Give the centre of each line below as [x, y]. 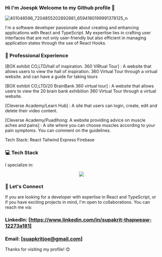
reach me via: [19, 207]
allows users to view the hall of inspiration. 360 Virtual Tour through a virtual [81, 71]
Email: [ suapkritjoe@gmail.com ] [44, 239]
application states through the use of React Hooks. [56, 43]
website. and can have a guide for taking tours [51, 76]
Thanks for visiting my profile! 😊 [38, 249]
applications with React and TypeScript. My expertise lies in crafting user [78, 33]
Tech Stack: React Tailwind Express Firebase [50, 139]
